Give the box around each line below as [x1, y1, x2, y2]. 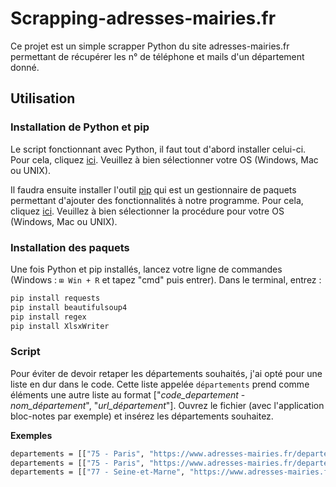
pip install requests [10, 293, 101, 303]
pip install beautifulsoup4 [10, 302, 128, 312]
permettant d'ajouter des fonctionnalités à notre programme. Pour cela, [10, 194, 304, 206]
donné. [10, 61, 40, 73]
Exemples [10, 429, 53, 441]
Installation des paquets [10, 240, 130, 254]
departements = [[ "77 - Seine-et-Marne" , [10, 467, 186, 477]
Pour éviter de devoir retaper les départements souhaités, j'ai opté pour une [10, 367, 323, 379]
